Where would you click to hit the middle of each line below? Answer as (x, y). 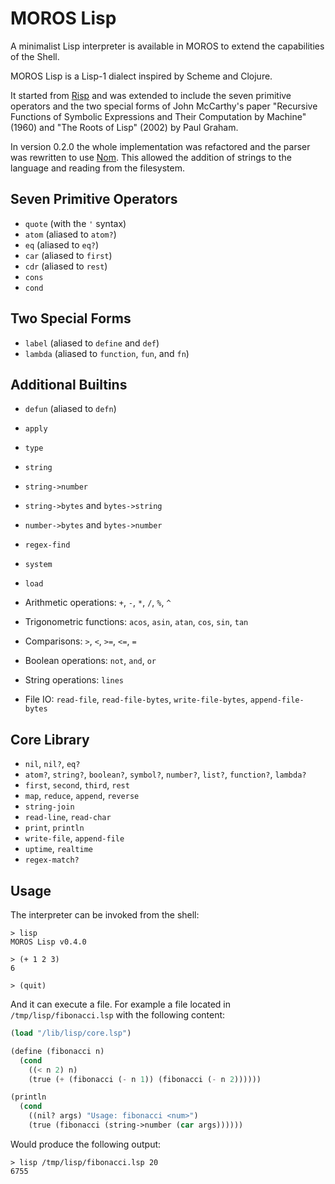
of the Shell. (35, 56)
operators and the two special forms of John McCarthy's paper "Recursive (164, 106)
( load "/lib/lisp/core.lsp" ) (71, 1033)
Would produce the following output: (86, 1144)
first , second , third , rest (77, 785)
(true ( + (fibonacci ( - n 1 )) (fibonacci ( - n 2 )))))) (145, 1079)
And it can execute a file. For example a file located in (121, 1004)
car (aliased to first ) (68, 255)
